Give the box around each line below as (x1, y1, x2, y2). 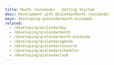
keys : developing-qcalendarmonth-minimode (5, 16, 93, 21)
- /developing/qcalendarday (9, 25, 67, 30)
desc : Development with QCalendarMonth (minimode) (5, 12, 110, 17)
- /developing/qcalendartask (9, 52, 69, 58)
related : (5, 21, 23, 26)
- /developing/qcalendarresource (9, 43, 77, 48)
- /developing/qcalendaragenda (9, 39, 73, 44)
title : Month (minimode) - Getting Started (5, 7, 95, 12)
